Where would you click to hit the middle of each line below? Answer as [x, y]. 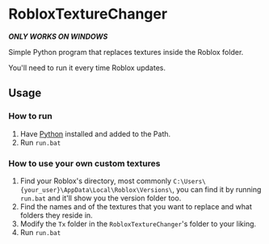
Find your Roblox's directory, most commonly [96, 181]
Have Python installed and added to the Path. [95, 133]
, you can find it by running [217, 189]
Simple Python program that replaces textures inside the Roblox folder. [126, 52]
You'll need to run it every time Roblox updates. [87, 67]
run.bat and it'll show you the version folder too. [101, 198]
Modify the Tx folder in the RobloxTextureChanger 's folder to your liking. [138, 224]
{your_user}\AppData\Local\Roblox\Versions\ [96, 190]
